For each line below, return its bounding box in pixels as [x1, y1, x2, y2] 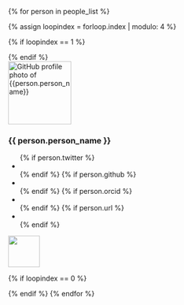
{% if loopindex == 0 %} [8, 273, 87, 283]
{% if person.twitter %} [19, 153, 95, 162]
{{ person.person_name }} [8, 135, 112, 146]
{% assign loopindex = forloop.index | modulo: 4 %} [8, 22, 177, 31]
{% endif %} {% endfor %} [8, 289, 95, 299]
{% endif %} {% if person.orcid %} [19, 187, 132, 196]
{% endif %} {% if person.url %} [19, 203, 124, 213]
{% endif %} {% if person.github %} [19, 169, 137, 180]
